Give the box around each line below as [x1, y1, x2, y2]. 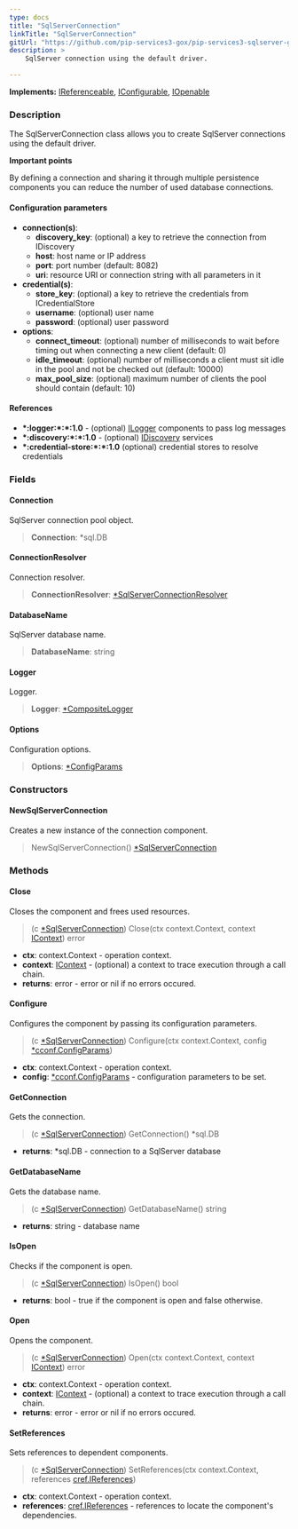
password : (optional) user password [35, 316, 169, 327]
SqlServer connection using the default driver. [25, 54, 208, 63]
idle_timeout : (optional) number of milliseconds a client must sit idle [35, 354, 285, 365]
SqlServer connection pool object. [9, 514, 135, 525]
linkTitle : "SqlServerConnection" [9, 29, 137, 38]
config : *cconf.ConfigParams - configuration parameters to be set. [21, 1072, 267, 1082]
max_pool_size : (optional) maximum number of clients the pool [35, 373, 267, 384]
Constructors [9, 783, 68, 796]
